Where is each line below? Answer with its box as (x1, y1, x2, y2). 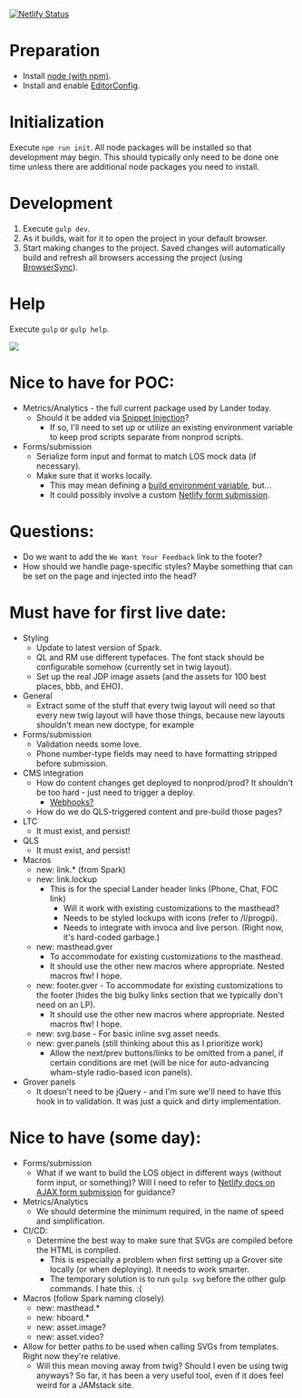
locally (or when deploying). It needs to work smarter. (49, 1264, 249, 1274)
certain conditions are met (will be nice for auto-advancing (49, 1056, 269, 1067)
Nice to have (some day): (9, 1127, 201, 1148)
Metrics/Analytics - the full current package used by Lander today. (22, 402, 272, 413)
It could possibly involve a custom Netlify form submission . (49, 489, 270, 500)
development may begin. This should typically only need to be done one (9, 151, 279, 163)
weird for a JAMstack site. (35, 1379, 134, 1390)
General (22, 690, 53, 701)
